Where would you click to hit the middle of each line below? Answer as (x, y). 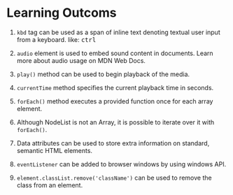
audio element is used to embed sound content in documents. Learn (115, 53)
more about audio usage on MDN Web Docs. (81, 60)
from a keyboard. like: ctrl (56, 39)
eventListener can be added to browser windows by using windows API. (121, 164)
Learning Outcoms (62, 13)
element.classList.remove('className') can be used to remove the (114, 178)
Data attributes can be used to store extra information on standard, (113, 143)
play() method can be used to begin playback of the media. (103, 74)
